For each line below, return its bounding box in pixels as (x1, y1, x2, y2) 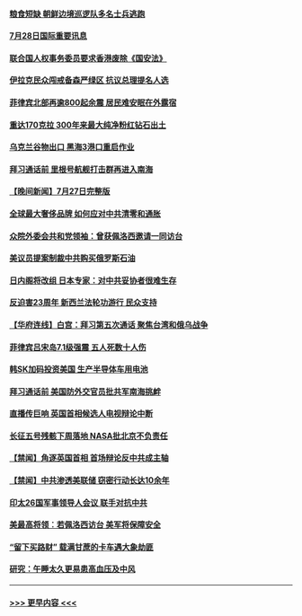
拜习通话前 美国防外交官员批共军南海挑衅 (9, 386, 162, 397)
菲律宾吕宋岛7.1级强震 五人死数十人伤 (9, 341, 147, 352)
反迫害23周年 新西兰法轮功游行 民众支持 (9, 297, 157, 308)
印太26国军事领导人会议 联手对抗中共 (9, 497, 148, 507)
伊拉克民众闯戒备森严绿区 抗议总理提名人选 (9, 75, 169, 85)
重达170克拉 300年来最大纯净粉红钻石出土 (9, 119, 166, 130)
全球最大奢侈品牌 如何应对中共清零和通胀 (9, 207, 162, 219)
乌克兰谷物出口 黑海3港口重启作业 (9, 142, 135, 153)
